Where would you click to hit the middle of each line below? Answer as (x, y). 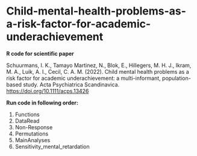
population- (176, 78)
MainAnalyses (33, 140)
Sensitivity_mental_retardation (52, 146)
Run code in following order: (42, 102)
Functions (27, 114)
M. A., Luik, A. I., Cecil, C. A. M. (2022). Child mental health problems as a (98, 71)
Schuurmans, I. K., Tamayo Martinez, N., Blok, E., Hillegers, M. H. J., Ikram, (99, 65)
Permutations (32, 134)
